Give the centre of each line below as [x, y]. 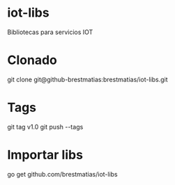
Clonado [32, 60]
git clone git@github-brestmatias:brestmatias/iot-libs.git [87, 79]
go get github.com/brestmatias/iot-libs [63, 174]
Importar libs [45, 155]
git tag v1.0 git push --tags [45, 127]
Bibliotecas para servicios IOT [50, 32]
